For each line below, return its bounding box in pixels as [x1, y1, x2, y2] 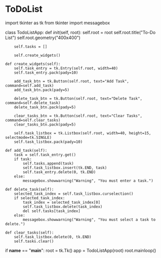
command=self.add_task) [5, 83, 54, 88]
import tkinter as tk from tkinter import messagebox [5, 20, 110, 26]
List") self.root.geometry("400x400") [5, 35, 80, 41]
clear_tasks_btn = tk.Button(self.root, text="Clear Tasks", [14, 113, 142, 118]
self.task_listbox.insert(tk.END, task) [23, 165, 107, 170]
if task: [14, 157, 32, 162]
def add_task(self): [5, 148, 48, 153]
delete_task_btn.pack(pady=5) [14, 105, 77, 110]
